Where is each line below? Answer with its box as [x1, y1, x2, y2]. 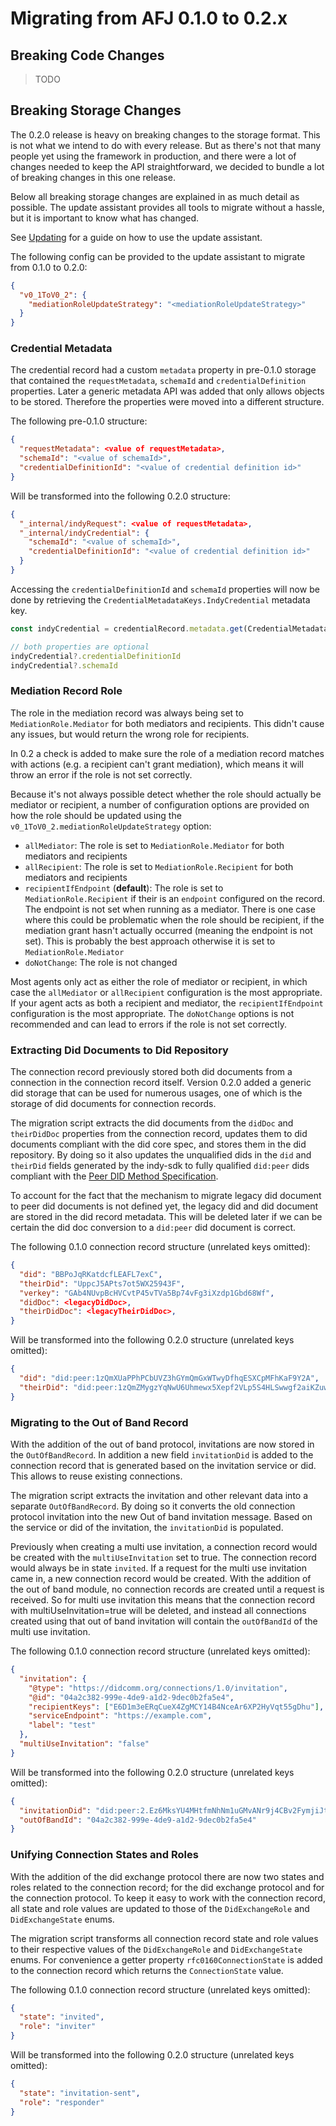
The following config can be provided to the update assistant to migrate [10, 250, 306, 262]
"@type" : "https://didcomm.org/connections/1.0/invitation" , [28, 1683, 288, 1693]
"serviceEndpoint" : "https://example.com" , [28, 1711, 213, 1721]
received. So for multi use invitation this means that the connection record [10, 1594, 316, 1606]
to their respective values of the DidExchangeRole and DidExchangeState [10, 1943, 303, 1955]
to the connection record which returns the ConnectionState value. [10, 1964, 284, 1976]
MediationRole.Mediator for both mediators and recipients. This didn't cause [10, 717, 325, 729]
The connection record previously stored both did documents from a [10, 1066, 293, 1078]
